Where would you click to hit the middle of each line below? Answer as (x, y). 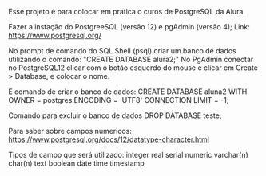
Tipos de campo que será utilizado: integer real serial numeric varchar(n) (129, 155)
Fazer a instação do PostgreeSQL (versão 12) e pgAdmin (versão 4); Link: (129, 27)
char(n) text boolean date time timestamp (77, 163)
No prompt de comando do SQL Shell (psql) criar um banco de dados (123, 51)
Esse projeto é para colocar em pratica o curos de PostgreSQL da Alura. (127, 12)
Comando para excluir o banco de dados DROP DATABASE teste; (115, 115)
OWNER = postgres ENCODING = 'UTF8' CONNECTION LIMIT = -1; (119, 100)
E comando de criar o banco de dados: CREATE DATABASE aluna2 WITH (128, 92)
